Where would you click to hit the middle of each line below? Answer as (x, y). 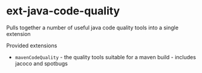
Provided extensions (32, 45)
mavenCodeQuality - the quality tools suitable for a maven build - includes (106, 57)
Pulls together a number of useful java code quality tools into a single (93, 28)
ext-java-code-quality (63, 11)
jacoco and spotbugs (41, 63)
